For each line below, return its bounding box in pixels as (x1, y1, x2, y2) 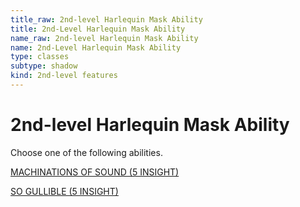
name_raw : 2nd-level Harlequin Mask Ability (10, 33, 199, 43)
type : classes (10, 52, 70, 62)
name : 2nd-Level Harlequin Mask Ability (10, 42, 182, 53)
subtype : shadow (10, 61, 78, 71)
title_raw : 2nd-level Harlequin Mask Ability (10, 14, 203, 25)
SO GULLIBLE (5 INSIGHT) (10, 185, 119, 197)
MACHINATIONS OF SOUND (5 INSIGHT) (10, 166, 180, 178)
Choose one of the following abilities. (10, 146, 163, 158)
